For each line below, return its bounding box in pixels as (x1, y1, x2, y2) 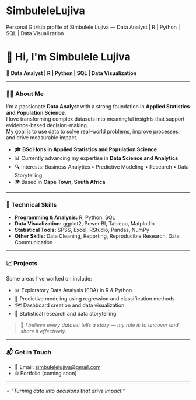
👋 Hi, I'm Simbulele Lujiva (6, 50, 131, 64)
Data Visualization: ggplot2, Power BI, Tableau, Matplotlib (14, 220, 155, 227)
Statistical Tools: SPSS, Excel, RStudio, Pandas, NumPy (14, 227, 150, 234)
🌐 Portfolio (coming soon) (14, 370, 77, 377)
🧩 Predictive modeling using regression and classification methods (14, 295, 175, 302)
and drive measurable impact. (6, 134, 78, 141)
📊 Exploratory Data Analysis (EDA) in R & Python (14, 286, 132, 293)
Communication (14, 239, 53, 246)
